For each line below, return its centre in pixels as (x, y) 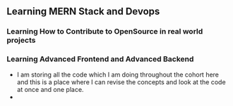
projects (21, 40)
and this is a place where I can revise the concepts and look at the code (121, 82)
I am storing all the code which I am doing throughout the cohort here (118, 74)
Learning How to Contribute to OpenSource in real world (105, 32)
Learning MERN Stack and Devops (83, 12)
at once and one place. (50, 89)
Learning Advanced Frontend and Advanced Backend (100, 59)
